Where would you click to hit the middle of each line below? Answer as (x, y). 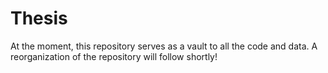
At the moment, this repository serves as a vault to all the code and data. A (164, 46)
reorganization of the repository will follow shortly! (114, 56)
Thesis (39, 18)
